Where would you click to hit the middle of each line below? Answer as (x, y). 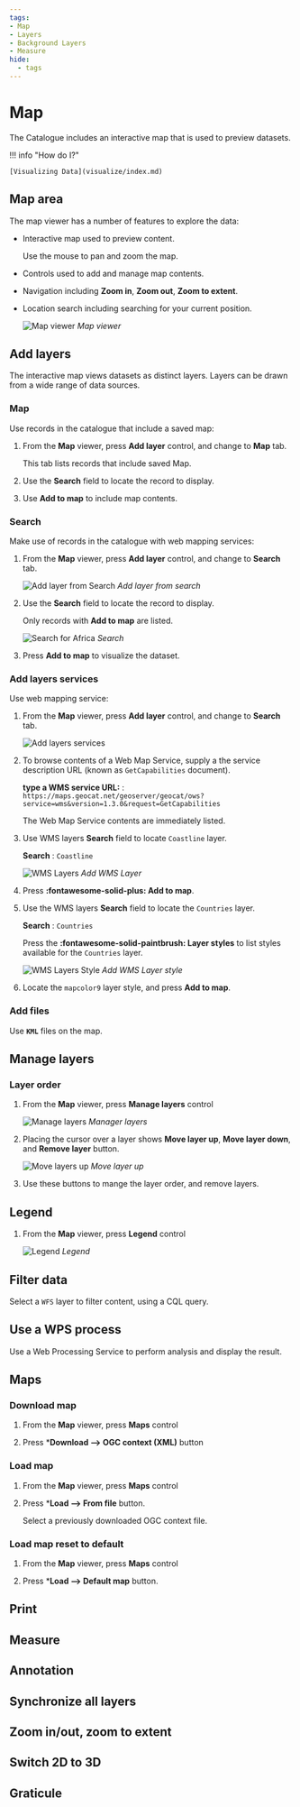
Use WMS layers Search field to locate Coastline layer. (124, 839)
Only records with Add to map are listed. (98, 621)
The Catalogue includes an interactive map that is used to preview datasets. (150, 137)
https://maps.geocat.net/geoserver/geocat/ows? (113, 796)
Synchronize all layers (73, 1701)
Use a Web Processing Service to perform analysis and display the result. (145, 1351)
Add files (29, 1011)
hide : (19, 60)
